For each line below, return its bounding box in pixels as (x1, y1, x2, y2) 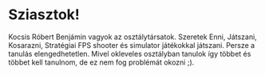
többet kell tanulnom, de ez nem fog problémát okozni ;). (8, 57, 195, 67)
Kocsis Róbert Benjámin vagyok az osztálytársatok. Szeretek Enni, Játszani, (8, 32, 257, 41)
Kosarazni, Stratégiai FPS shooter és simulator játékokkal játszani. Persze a (8, 40, 255, 49)
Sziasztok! (8, 6, 80, 24)
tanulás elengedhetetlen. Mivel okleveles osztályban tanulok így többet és (8, 49, 251, 58)
